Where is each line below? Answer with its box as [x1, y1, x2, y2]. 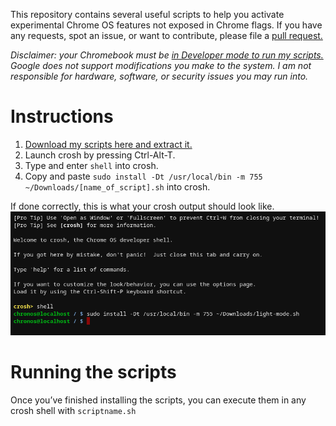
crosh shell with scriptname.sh [10, 404, 137, 416]
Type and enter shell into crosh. [24, 159, 159, 171]
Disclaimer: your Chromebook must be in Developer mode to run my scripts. [10, 49, 324, 61]
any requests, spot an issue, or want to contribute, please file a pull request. [10, 30, 323, 41]
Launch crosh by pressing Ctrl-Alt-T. [24, 149, 176, 161]
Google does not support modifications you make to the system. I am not [10, 60, 312, 71]
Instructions [10, 105, 114, 128]
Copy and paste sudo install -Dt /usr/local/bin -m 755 [24, 170, 263, 182]
